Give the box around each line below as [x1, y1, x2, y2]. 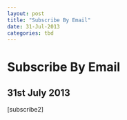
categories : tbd [7, 29, 54, 37]
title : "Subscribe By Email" [7, 17, 91, 24]
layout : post [7, 10, 45, 17]
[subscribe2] [7, 105, 43, 114]
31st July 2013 [7, 87, 70, 98]
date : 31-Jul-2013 [7, 23, 60, 30]
